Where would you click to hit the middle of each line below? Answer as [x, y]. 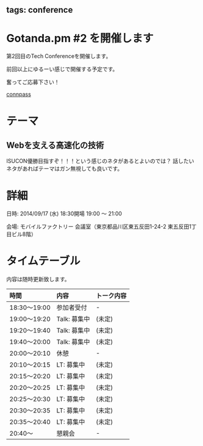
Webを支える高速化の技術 [55, 145]
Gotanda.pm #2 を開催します [80, 38]
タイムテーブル [43, 261]
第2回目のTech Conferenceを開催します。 [59, 56]
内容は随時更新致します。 [38, 279]
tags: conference [40, 10]
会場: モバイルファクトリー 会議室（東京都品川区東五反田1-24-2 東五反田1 [99, 227]
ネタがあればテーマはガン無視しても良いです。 [65, 169]
